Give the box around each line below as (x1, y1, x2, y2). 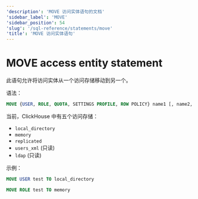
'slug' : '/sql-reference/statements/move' (6, 25, 113, 31)
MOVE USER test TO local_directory (6, 176, 95, 182)
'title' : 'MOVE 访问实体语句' (6, 31, 76, 37)
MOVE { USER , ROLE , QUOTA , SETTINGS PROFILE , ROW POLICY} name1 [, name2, (6, 102, 193, 108)
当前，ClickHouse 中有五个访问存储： (6, 112, 99, 119)
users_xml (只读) (14, 144, 55, 151)
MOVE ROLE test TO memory (6, 187, 70, 193)
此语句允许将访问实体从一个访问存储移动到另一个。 (6, 77, 131, 84)
